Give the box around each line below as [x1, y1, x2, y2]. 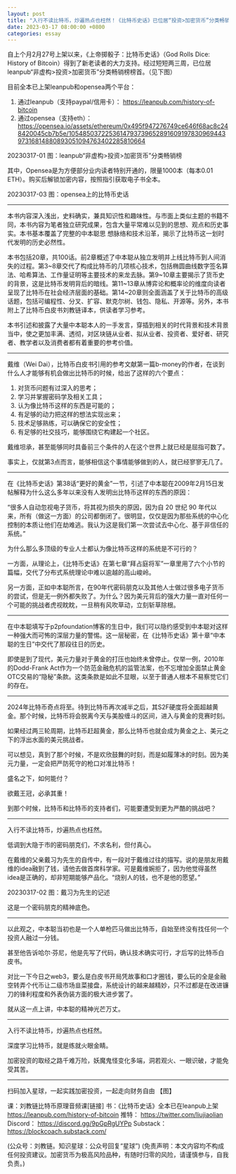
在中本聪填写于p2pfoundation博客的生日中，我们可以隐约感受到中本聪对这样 [7, 623, 228, 631]
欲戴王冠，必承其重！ [7, 789, 69, 798]
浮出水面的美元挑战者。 [19, 735, 88, 744]
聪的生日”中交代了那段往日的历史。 [7, 640, 109, 649]
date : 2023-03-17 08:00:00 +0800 [7, 23, 105, 30]
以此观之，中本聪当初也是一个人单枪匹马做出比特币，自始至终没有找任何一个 [7, 925, 229, 933]
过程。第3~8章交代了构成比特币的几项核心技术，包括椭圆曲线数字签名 [19, 262, 223, 270]
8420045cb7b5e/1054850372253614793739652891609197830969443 [17, 130, 226, 138]
